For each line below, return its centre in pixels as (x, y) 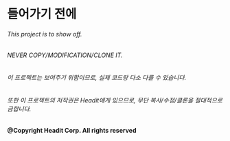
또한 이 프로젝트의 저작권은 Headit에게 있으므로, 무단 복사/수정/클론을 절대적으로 (115, 100)
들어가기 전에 (42, 14)
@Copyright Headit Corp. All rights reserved (72, 131)
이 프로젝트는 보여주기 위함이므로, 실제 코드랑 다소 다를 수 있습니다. (97, 77)
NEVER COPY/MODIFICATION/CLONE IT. (65, 55)
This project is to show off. (45, 34)
